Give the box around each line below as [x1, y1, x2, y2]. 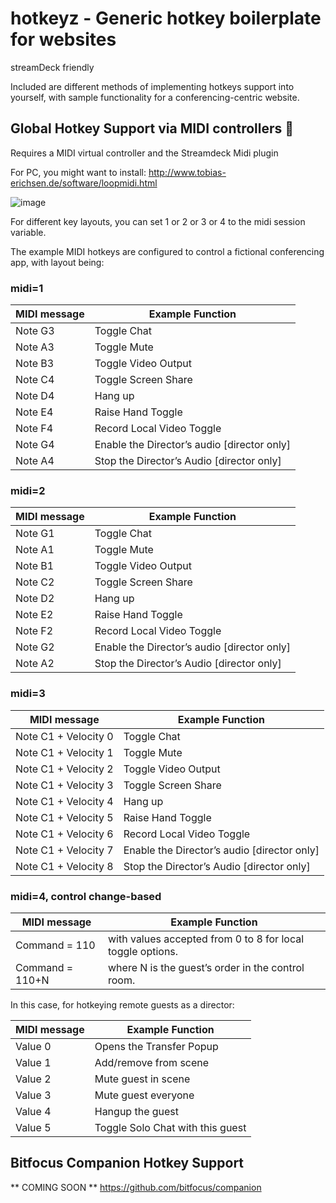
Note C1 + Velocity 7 [15, 843, 114, 857]
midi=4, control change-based [10, 889, 162, 903]
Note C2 [15, 575, 55, 589]
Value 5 [15, 1120, 52, 1134]
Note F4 [15, 422, 54, 436]
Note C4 [15, 373, 55, 387]
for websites [10, 28, 117, 51]
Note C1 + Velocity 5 [15, 810, 114, 824]
